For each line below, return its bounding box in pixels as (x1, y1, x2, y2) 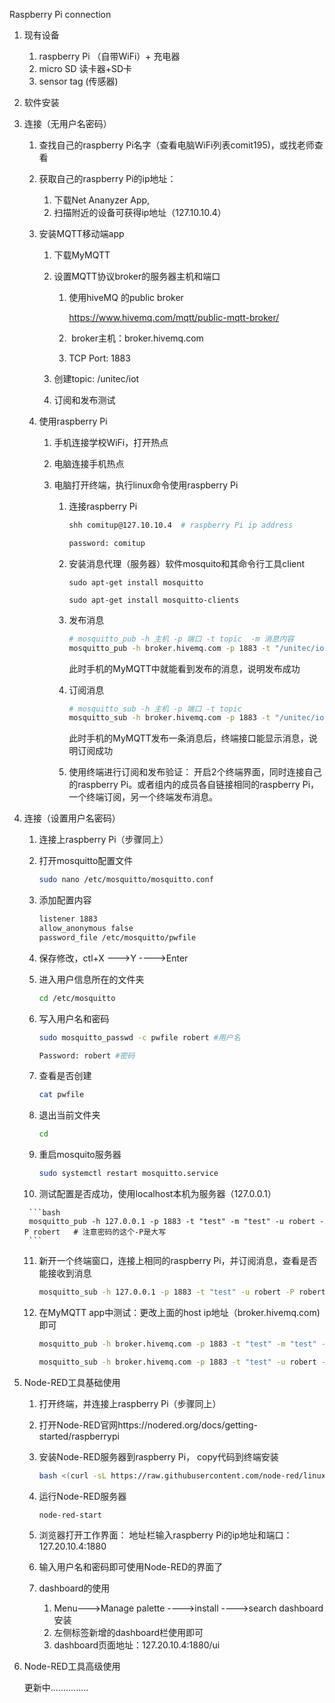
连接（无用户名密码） (23, 118, 112, 129)
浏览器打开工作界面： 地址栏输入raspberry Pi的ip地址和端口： (38, 1529, 293, 1541)
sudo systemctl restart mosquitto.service (38, 1169, 219, 1179)
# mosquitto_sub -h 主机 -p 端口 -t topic (68, 704, 242, 714)
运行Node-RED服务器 (38, 1490, 127, 1502)
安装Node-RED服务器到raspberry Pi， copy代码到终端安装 (38, 1450, 279, 1463)
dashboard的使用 (38, 1582, 111, 1594)
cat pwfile (38, 1090, 85, 1100)
